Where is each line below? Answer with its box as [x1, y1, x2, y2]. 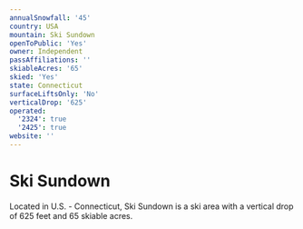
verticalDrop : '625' [9, 97, 88, 107]
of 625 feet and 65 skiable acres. [9, 210, 133, 221]
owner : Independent [9, 47, 83, 56]
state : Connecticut [9, 81, 83, 90]
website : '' [9, 132, 54, 141]
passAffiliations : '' [9, 55, 92, 65]
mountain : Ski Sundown [9, 30, 95, 39]
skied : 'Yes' [9, 73, 59, 82]
